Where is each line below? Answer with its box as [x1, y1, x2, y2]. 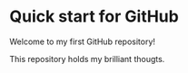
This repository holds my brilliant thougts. [9, 53, 165, 64]
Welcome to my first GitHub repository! [9, 36, 156, 47]
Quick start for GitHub [9, 6, 179, 27]
